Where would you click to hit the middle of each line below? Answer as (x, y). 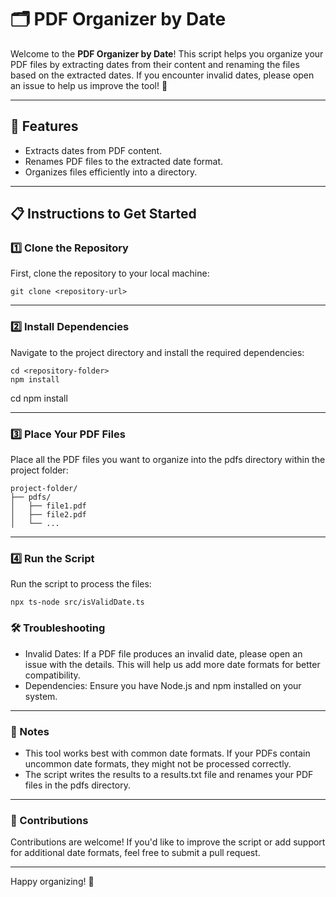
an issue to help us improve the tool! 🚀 (89, 85)
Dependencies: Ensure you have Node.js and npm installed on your (163, 685)
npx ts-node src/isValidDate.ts (77, 602)
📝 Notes (30, 731)
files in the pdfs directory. (77, 785)
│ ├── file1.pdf (48, 506)
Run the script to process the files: (81, 584)
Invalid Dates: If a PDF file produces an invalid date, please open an (163, 653)
